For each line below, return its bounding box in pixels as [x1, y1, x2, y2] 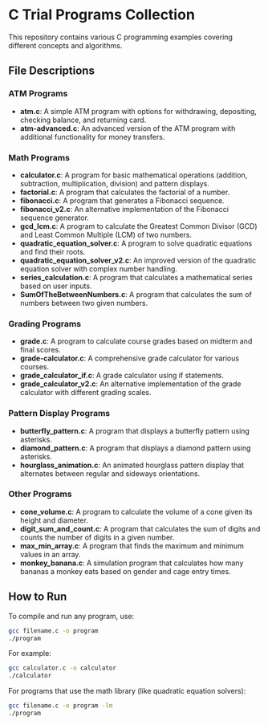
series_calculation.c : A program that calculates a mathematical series [19, 272, 253, 282]
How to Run [8, 590, 67, 604]
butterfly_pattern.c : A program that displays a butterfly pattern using [19, 426, 250, 435]
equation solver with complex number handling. [19, 263, 178, 274]
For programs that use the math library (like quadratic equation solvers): [8, 686, 246, 696]
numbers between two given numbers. [19, 298, 148, 308]
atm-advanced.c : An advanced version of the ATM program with [19, 123, 236, 133]
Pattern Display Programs [8, 408, 111, 419]
